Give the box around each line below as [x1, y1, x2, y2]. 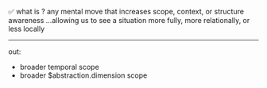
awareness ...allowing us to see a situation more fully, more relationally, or [8, 16, 250, 25]
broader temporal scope [19, 63, 99, 71]
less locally [8, 24, 45, 33]
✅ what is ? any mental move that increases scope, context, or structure [8, 7, 245, 16]
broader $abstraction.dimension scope [19, 71, 148, 80]
